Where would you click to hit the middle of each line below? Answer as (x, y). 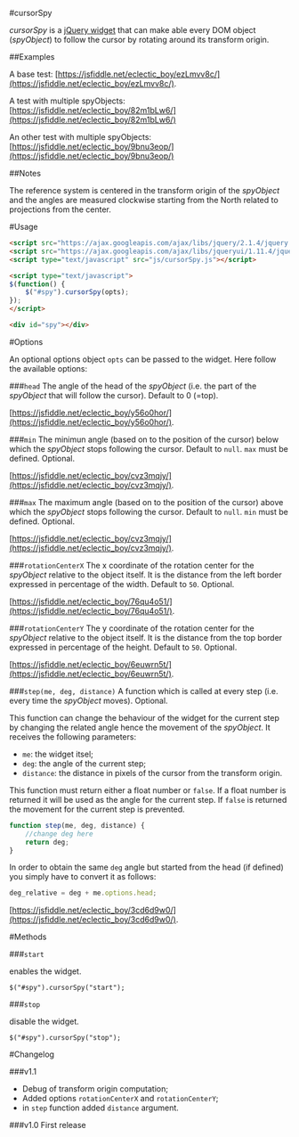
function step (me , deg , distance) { (77, 825)
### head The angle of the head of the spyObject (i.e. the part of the (133, 386)
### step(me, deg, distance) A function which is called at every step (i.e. (144, 691)
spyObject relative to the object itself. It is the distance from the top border (146, 637)
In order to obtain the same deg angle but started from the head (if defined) (147, 867)
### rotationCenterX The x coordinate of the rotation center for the (132, 565)
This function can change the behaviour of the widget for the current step (145, 717)
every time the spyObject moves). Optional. (89, 700)
